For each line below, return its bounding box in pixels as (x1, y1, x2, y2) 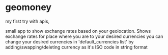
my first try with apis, (5, 18, 50, 24)
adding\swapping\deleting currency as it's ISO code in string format (5, 44, 148, 50)
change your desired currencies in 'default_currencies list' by (5, 38, 134, 44)
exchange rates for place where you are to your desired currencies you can (5, 33, 163, 39)
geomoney (5, 2, 52, 13)
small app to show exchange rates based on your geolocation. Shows (5, 28, 151, 34)
